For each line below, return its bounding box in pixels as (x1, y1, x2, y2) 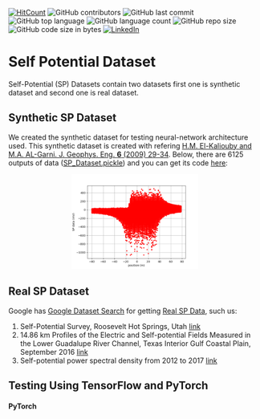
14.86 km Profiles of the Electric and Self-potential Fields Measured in (19, 330, 251, 340)
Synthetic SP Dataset (8, 111, 117, 124)
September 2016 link (19, 347, 88, 356)
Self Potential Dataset (8, 53, 156, 71)
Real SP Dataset (8, 285, 90, 299)
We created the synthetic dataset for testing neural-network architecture (8, 132, 249, 142)
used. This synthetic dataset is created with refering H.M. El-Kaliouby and (8, 140, 253, 150)
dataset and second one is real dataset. (8, 87, 139, 97)
